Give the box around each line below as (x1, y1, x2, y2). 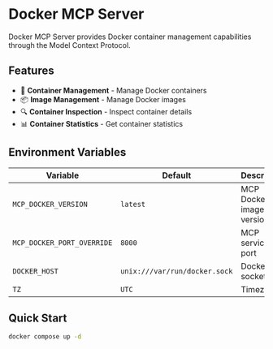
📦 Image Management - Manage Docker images (19, 94, 187, 104)
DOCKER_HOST (12, 266, 59, 276)
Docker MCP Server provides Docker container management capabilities (8, 32, 252, 41)
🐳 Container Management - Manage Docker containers (19, 85, 207, 95)
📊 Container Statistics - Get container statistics (19, 118, 184, 128)
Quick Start (8, 311, 67, 325)
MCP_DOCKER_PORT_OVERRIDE (12, 238, 113, 248)
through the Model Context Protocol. (8, 40, 132, 50)
